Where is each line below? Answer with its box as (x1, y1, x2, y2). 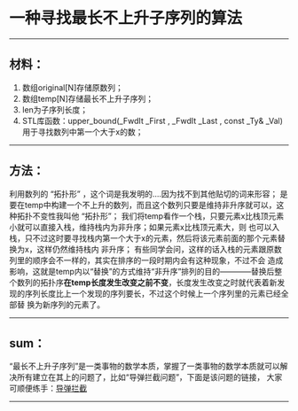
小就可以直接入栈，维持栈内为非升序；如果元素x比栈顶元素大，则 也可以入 (9, 221, 280, 232)
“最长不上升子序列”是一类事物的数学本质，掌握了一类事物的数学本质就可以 (9, 361, 281, 372)
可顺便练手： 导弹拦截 (9, 383, 87, 394)
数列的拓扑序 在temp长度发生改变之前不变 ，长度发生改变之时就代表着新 (16, 276, 278, 288)
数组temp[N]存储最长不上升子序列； (21, 93, 153, 104)
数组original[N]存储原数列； (21, 81, 124, 93)
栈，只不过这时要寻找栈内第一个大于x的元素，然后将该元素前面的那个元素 (9, 232, 278, 244)
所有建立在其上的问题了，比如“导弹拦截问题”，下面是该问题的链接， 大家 (16, 372, 283, 383)
